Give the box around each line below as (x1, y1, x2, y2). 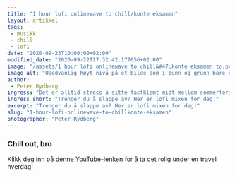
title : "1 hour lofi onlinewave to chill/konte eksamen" (7, 10, 178, 18)
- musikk (10, 30, 37, 37)
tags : (7, 23, 23, 30)
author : (7, 76, 30, 83)
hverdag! (7, 162, 33, 170)
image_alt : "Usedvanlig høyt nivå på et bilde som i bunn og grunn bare (7, 69, 226, 76)
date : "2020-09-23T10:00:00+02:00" (7, 50, 112, 57)
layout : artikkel (7, 17, 59, 24)
